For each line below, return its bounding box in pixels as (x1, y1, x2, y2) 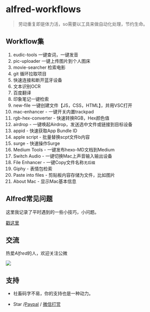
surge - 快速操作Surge (13, 140, 60, 146)
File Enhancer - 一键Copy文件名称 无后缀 (13, 159, 96, 165)
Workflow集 (6, 37, 45, 46)
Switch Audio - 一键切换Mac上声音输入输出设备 (13, 153, 113, 159)
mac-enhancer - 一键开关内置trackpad (13, 108, 94, 114)
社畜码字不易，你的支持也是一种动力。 (13, 290, 93, 297)
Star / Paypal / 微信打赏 (13, 301, 61, 307)
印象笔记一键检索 (13, 96, 49, 102)
